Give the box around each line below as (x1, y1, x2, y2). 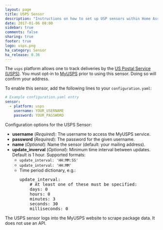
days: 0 (30, 186, 48, 192)
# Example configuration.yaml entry (5, 95, 79, 100)
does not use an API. (5, 220, 47, 226)
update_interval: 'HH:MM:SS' (19, 158, 79, 163)
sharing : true (5, 35, 34, 39)
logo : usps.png (5, 43, 36, 48)
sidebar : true (5, 25, 34, 30)
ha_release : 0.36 (5, 52, 40, 57)
